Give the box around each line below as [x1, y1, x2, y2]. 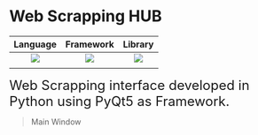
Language [13, 38, 58, 50]
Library [122, 38, 154, 50]
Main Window [30, 116, 82, 127]
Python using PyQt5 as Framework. [9, 93, 231, 109]
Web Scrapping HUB [9, 6, 162, 26]
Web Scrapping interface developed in [9, 77, 250, 94]
